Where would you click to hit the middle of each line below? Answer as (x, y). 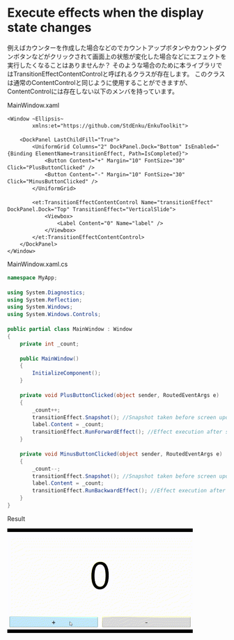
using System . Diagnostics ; (46, 292)
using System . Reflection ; (45, 300)
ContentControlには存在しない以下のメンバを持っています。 (93, 91)
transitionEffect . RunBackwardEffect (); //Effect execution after (129, 491)
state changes (49, 28)
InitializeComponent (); (67, 373)
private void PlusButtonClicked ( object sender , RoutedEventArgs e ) (119, 395)
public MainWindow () (49, 359)
